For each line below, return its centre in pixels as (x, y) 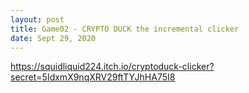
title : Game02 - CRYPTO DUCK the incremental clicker (125, 29)
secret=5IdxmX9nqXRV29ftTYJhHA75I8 (93, 77)
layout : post (37, 19)
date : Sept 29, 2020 (53, 38)
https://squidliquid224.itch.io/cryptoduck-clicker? (112, 67)
